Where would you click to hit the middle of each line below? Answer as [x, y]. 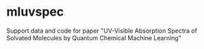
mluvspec [35, 12]
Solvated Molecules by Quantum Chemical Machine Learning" [94, 37]
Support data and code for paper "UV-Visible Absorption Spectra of [102, 31]
